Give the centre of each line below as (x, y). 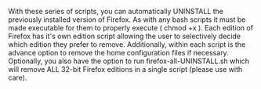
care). (18, 78)
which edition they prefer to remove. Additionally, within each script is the (127, 44)
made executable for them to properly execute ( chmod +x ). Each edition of (130, 28)
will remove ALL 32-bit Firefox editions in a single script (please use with (125, 69)
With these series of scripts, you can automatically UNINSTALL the (116, 11)
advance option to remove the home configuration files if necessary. (118, 53)
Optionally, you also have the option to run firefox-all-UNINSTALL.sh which (129, 61)
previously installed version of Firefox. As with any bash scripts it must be (127, 20)
